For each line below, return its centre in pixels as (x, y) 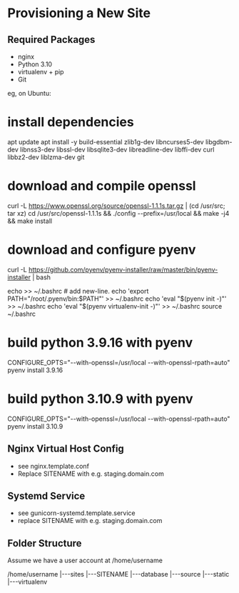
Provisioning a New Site (79, 13)
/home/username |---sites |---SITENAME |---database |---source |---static (118, 574)
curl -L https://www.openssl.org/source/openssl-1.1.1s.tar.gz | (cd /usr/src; (116, 206)
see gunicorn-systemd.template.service (76, 513)
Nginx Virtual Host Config (66, 449)
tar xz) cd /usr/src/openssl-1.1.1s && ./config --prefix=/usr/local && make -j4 (118, 213)
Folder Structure (45, 543)
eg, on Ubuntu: (29, 93)
